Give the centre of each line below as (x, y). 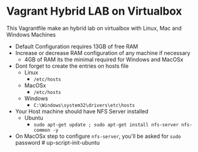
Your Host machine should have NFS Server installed (82, 111)
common (42, 130)
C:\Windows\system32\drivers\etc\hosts (84, 105)
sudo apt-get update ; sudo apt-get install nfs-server (106, 125)
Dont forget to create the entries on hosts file (72, 66)
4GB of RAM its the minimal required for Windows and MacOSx (104, 59)
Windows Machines (31, 34)
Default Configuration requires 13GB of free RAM (77, 46)
